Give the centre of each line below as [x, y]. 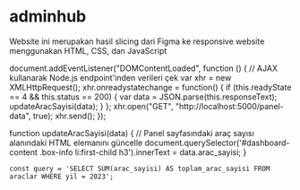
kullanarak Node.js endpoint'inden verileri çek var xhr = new [120, 77]
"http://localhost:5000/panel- [229, 106]
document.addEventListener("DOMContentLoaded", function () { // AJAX [143, 68]
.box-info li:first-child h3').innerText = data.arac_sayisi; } [143, 152]
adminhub [48, 17]
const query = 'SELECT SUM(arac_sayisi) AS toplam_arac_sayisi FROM [140, 168]
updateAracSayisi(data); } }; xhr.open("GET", [91, 106]
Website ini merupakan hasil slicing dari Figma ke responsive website [137, 41]
